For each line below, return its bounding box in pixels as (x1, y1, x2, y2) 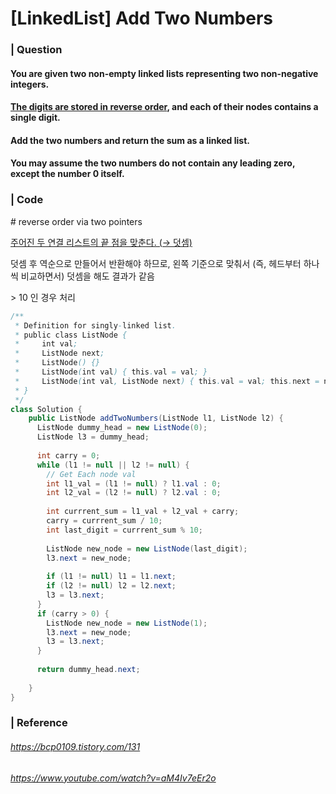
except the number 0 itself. (10, 168, 125, 180)
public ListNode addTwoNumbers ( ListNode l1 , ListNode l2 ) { (28, 413, 284, 424)
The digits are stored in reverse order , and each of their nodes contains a (10, 101, 319, 113)
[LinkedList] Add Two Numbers (10, 7, 273, 30)
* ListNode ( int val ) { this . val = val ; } (14, 367, 208, 377)
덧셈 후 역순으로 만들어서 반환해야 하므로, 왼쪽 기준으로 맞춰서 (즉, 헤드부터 (10, 257, 302, 269)
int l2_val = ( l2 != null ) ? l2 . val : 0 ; (46, 488, 222, 498)
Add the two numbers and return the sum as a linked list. (10, 134, 250, 146)
